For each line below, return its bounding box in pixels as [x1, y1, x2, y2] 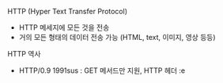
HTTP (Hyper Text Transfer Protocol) [7, 7, 128, 16]
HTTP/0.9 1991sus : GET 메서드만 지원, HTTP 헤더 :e [18, 66, 186, 75]
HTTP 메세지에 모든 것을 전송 [18, 23, 110, 32]
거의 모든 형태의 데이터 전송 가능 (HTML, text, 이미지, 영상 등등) [18, 33, 216, 41]
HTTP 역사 [7, 49, 41, 58]
